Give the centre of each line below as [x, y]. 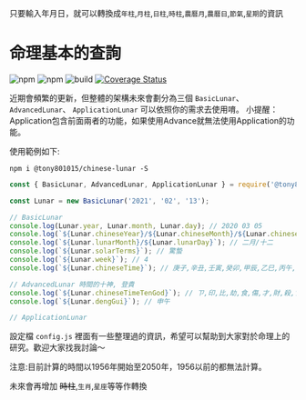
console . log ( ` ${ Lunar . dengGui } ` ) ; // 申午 [90, 301]
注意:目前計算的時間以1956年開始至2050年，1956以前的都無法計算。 [138, 367]
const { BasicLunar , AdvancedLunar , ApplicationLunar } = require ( [140, 185]
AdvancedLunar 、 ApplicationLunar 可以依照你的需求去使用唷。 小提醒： [144, 109]
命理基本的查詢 [66, 54]
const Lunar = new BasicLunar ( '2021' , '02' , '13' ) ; [109, 201]
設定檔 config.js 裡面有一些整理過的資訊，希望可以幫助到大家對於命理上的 [150, 336]
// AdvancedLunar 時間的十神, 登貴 [72, 285]
